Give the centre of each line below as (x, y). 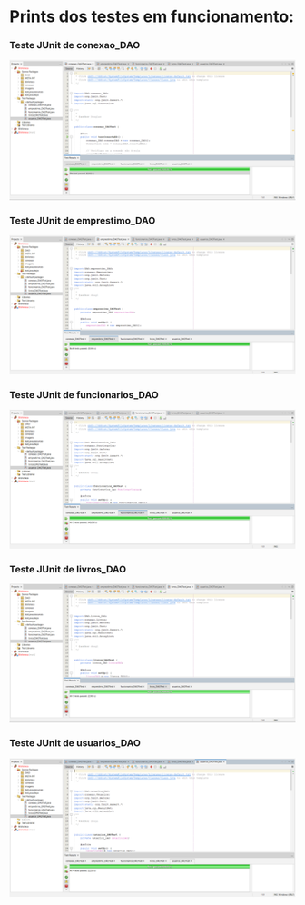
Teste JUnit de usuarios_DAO (75, 743)
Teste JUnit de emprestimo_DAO (83, 220)
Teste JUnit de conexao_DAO (75, 45)
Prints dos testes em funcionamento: (152, 17)
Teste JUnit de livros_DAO (68, 569)
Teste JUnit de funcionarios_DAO (84, 394)
